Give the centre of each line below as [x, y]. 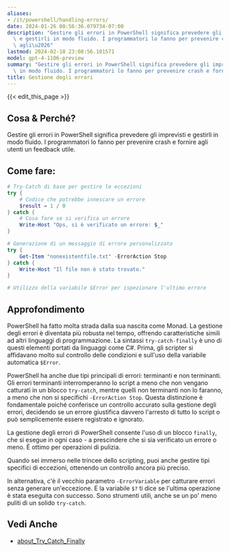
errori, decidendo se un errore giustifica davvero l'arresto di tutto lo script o [114, 411]
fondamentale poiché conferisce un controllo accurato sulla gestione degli [112, 405]
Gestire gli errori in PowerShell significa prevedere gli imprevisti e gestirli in [113, 135]
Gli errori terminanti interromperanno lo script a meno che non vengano [108, 383]
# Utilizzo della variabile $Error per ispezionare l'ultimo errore [107, 288]
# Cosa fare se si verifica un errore [75, 219]
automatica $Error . [34, 362]
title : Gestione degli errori [50, 77]
